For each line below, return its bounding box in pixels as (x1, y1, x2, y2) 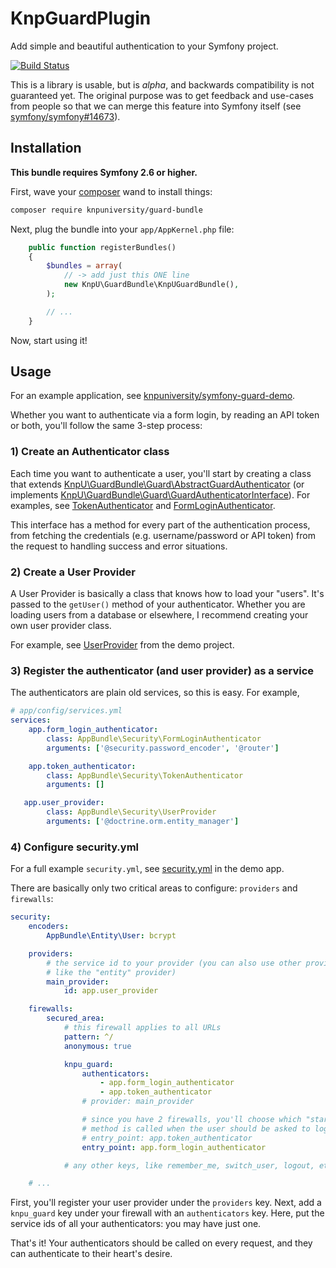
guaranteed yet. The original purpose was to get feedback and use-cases (10, 89, 314, 101)
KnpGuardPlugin (10, 7, 152, 30)
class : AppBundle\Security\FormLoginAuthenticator (46, 733, 262, 744)
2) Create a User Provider (10, 565, 136, 579)
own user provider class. (10, 620, 112, 632)
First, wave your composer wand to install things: (10, 185, 213, 197)
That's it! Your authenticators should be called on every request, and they (10, 1237, 313, 1249)
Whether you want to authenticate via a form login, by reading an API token (10, 409, 320, 421)
